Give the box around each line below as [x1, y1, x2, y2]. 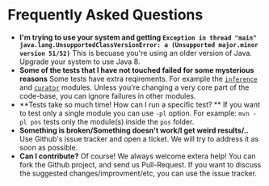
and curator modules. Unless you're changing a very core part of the [19, 82, 250, 92]
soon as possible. [19, 142, 78, 152]
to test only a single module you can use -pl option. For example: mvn [19, 108, 250, 118]
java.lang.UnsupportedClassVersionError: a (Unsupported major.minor [19, 40, 259, 49]
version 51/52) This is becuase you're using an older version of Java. [19, 48, 252, 57]
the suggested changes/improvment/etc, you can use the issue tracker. [19, 168, 258, 178]
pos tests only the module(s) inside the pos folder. [30, 116, 195, 126]
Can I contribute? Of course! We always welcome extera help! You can [19, 151, 256, 161]
